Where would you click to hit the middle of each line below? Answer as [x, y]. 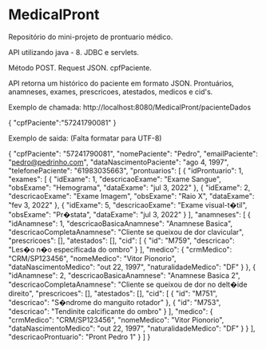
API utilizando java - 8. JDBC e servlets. [74, 52]
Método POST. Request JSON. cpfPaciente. [80, 67]
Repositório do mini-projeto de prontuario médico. [91, 37]
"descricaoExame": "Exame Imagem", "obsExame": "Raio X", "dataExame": [131, 196]
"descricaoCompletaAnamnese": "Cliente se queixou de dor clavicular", [126, 232]
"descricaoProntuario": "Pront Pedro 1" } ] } [79, 336]
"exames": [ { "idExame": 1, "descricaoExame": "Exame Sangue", [115, 179]
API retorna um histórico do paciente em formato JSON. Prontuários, [121, 83]
